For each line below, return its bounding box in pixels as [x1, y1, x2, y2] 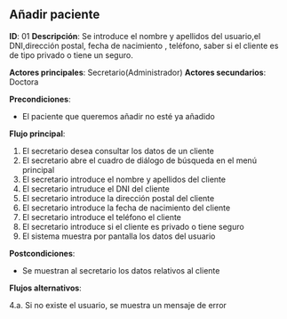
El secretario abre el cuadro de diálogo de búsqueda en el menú [21, 155, 258, 166]
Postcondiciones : [9, 248, 76, 258]
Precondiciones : [9, 94, 71, 104]
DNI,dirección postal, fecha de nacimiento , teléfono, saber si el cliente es [9, 40, 279, 51]
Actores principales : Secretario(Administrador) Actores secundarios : [9, 67, 267, 78]
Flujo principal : [9, 128, 66, 139]
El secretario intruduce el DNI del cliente [21, 183, 171, 194]
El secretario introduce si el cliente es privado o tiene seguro [21, 221, 244, 232]
